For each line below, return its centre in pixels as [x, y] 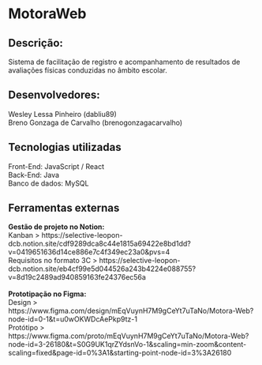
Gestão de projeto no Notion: [56, 227]
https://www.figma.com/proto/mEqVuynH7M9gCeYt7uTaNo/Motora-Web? [129, 336]
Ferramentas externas [64, 208]
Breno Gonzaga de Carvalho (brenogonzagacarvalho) [95, 122]
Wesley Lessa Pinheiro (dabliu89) [62, 114]
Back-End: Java [34, 175]
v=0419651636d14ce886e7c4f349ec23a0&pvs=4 [89, 252]
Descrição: [36, 43]
